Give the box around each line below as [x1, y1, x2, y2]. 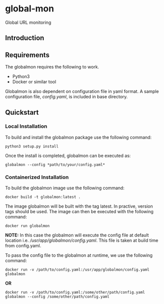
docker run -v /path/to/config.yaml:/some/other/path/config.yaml [5, 290, 145, 295]
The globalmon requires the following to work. [5, 64, 99, 70]
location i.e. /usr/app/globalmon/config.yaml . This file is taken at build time [5, 237, 159, 243]
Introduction [5, 34, 45, 42]
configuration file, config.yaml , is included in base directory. [5, 94, 128, 100]
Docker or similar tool [12, 79, 56, 85]
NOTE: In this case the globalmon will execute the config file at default [5, 232, 149, 238]
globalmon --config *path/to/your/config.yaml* [5, 162, 106, 167]
